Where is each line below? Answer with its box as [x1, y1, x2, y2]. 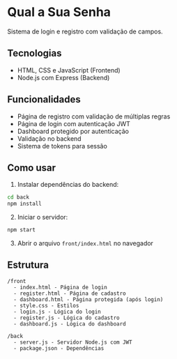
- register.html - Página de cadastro [13, 290, 127, 297]
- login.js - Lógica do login [13, 308, 101, 315]
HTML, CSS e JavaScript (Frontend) [17, 66, 121, 74]
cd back [7, 194, 30, 201]
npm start [7, 227, 36, 234]
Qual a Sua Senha [7, 4, 111, 20]
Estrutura [7, 259, 49, 271]
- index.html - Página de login [13, 284, 108, 291]
